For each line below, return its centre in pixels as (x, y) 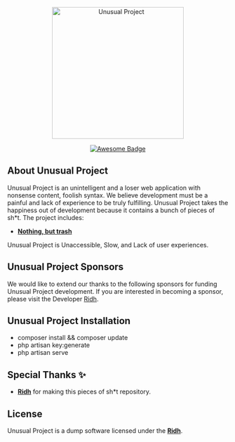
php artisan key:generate (54, 345)
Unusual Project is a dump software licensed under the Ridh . (95, 431)
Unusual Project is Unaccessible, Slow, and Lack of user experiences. (108, 245)
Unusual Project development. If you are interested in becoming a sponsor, (115, 291)
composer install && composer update (73, 338)
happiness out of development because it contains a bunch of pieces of (111, 210)
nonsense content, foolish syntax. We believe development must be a (108, 195)
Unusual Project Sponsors (66, 267)
